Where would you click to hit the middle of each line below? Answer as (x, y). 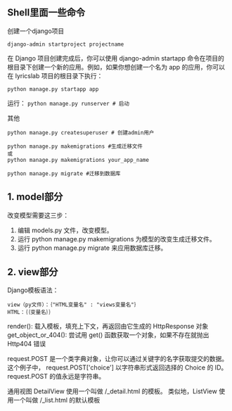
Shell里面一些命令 (46, 13)
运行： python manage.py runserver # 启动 (69, 103)
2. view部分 (33, 272)
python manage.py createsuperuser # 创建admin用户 (81, 132)
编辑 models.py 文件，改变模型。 (65, 230)
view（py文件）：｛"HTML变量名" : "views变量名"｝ (73, 305)
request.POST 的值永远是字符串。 (56, 377)
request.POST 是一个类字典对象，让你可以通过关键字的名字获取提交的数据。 (118, 359)
